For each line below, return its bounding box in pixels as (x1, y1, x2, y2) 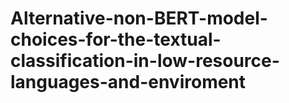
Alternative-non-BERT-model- (10, 7, 268, 30)
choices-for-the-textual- (10, 28, 222, 51)
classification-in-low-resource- (10, 50, 280, 72)
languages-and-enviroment (10, 71, 247, 94)
